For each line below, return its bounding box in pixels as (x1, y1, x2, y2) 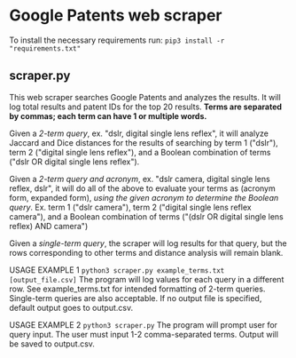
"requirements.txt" (9, 44, 82, 53)
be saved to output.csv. (9, 338, 96, 349)
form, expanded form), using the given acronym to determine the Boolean (9, 192, 279, 203)
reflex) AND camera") (9, 220, 89, 231)
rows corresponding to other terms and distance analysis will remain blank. (9, 247, 284, 258)
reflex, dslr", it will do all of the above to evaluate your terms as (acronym (9, 183, 277, 194)
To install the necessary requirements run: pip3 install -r (9, 35, 225, 45)
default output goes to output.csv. (9, 302, 134, 313)
